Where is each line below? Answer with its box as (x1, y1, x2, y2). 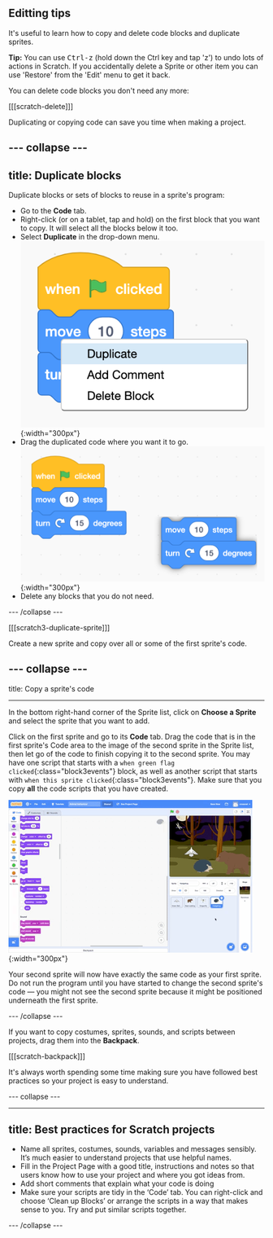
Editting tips (8, 7, 71, 20)
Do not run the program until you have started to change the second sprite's (8, 977, 263, 988)
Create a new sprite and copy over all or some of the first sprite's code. (8, 639, 248, 648)
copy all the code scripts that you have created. (8, 784, 169, 793)
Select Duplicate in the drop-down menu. (19, 232, 160, 242)
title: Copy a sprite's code (8, 683, 95, 693)
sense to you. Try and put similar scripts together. (19, 1205, 187, 1214)
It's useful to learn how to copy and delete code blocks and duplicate (8, 28, 240, 37)
